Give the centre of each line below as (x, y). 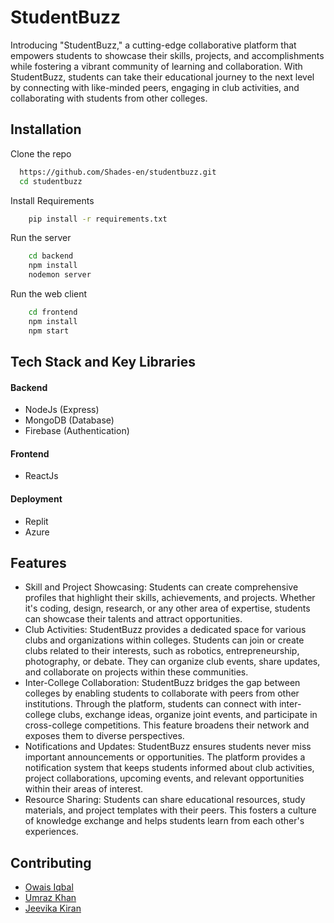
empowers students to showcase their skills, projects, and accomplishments (167, 55)
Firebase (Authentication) (77, 431)
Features (38, 563)
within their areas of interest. (84, 789)
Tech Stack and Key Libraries (103, 362)
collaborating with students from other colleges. (109, 98)
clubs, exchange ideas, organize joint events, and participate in (187, 715)
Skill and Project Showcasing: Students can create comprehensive (161, 587)
